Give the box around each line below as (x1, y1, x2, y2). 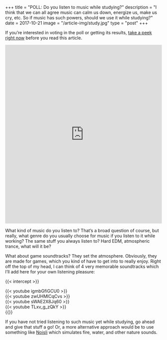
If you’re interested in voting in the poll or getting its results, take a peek (5, 30, 152, 35)
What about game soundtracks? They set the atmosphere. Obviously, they (5, 253, 158, 259)
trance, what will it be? (5, 243, 51, 249)
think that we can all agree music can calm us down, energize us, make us (5, 9, 158, 15)
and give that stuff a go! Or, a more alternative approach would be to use (5, 324, 154, 330)
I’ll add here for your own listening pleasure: (5, 269, 95, 274)
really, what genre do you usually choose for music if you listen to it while (5, 233, 156, 239)
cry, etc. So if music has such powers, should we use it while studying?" (5, 15, 153, 20)
